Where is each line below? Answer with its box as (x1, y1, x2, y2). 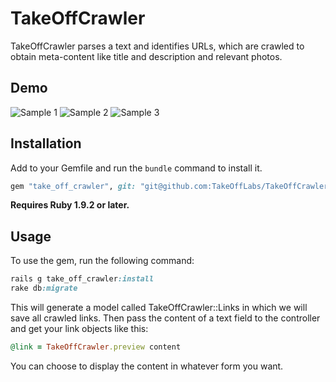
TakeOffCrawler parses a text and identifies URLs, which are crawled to (10, 40, 305, 52)
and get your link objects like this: (10, 323, 149, 334)
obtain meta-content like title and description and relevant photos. (10, 50, 283, 62)
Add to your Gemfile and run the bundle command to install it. (10, 162, 263, 174)
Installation (10, 135, 82, 152)
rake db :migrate (10, 283, 78, 294)
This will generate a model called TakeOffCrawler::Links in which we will (10, 302, 308, 313)
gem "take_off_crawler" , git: (10, 181, 137, 191)
